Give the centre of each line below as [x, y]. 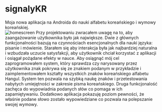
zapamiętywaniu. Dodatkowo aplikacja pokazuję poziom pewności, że [74, 94]
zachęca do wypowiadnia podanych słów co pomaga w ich [64, 89]
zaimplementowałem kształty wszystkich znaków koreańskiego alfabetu [77, 73]
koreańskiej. [17, 27]
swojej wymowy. [22, 104]
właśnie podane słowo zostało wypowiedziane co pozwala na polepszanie [79, 99]
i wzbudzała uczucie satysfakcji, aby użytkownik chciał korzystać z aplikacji [81, 53]
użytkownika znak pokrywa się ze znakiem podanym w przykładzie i [73, 68]
